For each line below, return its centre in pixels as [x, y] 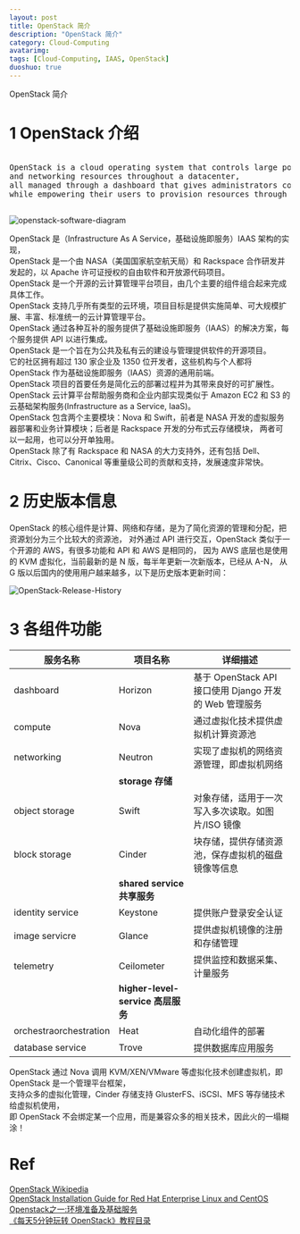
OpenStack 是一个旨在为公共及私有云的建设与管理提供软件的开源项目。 [140, 350]
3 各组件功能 [55, 629]
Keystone [139, 912]
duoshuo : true [36, 68]
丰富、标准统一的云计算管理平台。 [87, 316]
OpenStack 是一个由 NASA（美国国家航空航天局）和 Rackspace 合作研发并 [147, 261]
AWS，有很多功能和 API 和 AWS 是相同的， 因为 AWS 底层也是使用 [165, 550]
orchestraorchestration [62, 1030]
